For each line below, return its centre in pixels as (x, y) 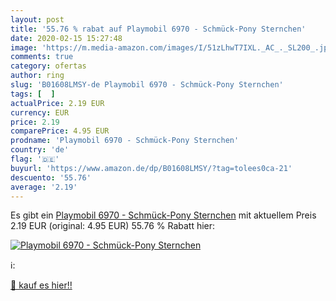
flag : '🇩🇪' (35, 159)
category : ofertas (48, 66)
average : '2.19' (44, 187)
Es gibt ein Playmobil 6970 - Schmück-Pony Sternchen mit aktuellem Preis (163, 215)
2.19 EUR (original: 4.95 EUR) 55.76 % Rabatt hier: (113, 226)
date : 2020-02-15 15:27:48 (66, 38)
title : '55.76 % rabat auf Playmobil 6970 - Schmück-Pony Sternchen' (158, 29)
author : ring (37, 76)
